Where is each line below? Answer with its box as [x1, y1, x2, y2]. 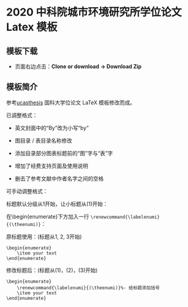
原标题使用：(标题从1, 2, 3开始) [6, 233, 82, 240]
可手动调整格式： [6, 187, 48, 194]
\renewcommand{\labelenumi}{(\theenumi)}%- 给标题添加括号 [17, 284, 160, 291]
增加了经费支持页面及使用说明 [14, 162, 88, 169]
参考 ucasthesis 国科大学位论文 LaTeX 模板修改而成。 [6, 99, 136, 106]
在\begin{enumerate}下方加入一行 [6, 213, 89, 220]
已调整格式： [6, 111, 37, 119]
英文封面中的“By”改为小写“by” [14, 124, 89, 131]
